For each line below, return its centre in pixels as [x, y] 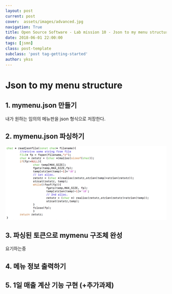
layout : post [19, 11]
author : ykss [19, 59]
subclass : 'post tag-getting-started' [47, 54]
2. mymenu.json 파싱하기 [45, 136]
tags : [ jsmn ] [19, 43]
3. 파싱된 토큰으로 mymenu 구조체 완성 [64, 235]
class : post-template [28, 49]
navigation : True [24, 27]
